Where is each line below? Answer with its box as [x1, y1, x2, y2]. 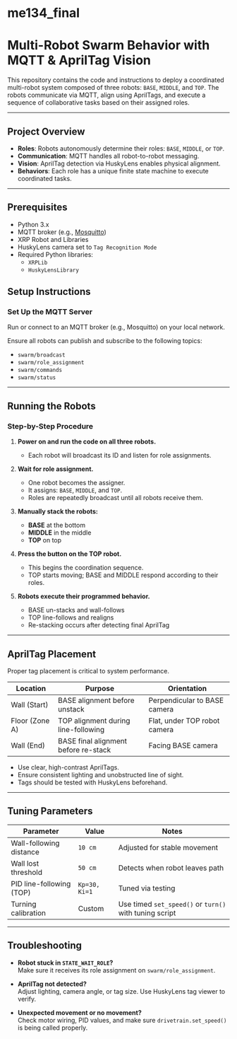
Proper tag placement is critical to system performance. [7, 666, 170, 675]
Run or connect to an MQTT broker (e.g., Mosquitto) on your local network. [7, 323, 226, 332]
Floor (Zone [11, 716, 50, 726]
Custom [78, 903, 104, 913]
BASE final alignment [57, 736, 127, 745]
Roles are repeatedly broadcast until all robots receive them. [28, 494, 203, 502]
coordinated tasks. [17, 174, 72, 182]
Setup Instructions [7, 286, 91, 298]
